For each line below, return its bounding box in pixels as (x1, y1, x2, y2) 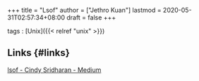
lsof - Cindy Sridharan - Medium (7, 66, 102, 74)
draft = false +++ (66, 13, 116, 22)
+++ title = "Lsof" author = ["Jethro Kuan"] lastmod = (7, 6, 162, 14)
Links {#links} (7, 47, 71, 59)
